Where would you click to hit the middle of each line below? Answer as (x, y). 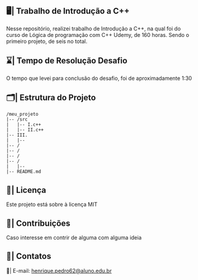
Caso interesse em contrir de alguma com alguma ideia (74, 238)
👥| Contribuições (38, 223)
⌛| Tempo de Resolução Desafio (67, 61)
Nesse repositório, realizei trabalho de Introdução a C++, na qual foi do (93, 28)
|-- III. (17, 135)
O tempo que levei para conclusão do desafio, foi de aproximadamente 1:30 (99, 78)
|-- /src (17, 119)
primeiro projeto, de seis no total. (47, 41)
